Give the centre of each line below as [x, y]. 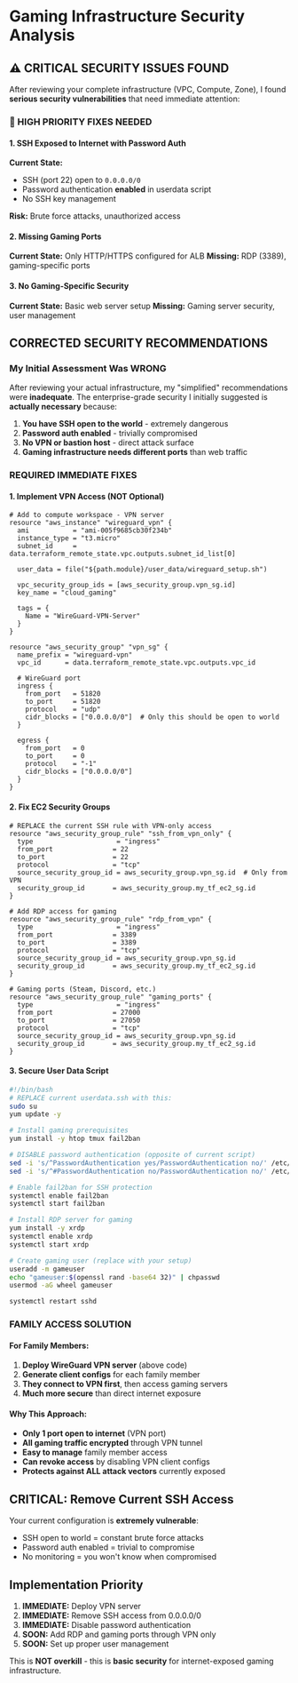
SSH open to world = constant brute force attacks [113, 1538]
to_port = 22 [73, 857]
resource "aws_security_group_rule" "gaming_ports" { [111, 997]
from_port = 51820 [63, 694]
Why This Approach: [48, 1414]
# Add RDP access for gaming [63, 911]
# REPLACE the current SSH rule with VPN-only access [111, 826]
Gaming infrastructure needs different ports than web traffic [135, 452]
